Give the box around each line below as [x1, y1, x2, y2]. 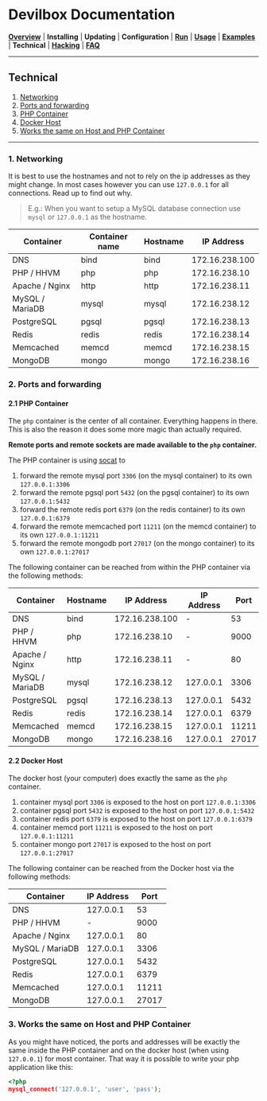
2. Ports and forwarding [8, 378, 102, 389]
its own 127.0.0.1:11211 [19, 530, 99, 540]
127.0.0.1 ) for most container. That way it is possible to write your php [8, 1053, 240, 1064]
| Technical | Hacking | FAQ [8, 40, 101, 49]
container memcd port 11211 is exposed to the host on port [19, 822, 213, 833]
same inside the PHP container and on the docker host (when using [8, 1045, 229, 1055]
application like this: [8, 1062, 74, 1072]
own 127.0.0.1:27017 [19, 547, 90, 556]
